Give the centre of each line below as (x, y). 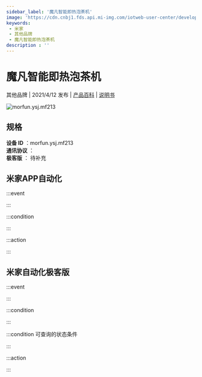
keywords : (19, 23)
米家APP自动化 (34, 179)
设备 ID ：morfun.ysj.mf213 (40, 143)
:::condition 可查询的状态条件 (42, 334)
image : (14, 17)
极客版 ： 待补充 (26, 158)
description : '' (28, 46)
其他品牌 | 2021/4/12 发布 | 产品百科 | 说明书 (61, 94)
